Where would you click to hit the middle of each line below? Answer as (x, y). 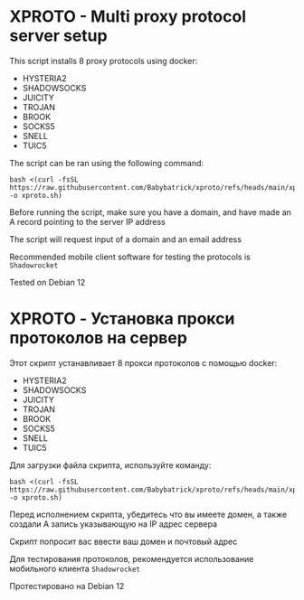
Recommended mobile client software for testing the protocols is (130, 257)
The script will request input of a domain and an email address (126, 239)
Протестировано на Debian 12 (67, 586)
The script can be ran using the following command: (107, 163)
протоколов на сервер (99, 338)
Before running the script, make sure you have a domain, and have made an (151, 212)
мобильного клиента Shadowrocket (75, 568)
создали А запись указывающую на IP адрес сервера (113, 524)
